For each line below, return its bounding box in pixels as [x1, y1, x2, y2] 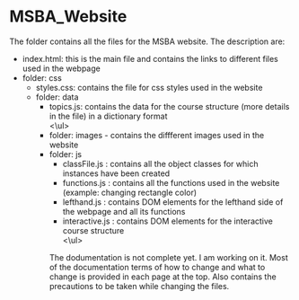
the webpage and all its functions [62, 206, 186, 216]
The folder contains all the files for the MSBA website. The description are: [9, 36, 286, 47]
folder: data [35, 92, 79, 102]
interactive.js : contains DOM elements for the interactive [62, 216, 274, 226]
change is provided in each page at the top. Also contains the [48, 271, 277, 282]
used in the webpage [22, 63, 101, 74]
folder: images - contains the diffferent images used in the [48, 129, 265, 140]
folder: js [48, 148, 83, 159]
